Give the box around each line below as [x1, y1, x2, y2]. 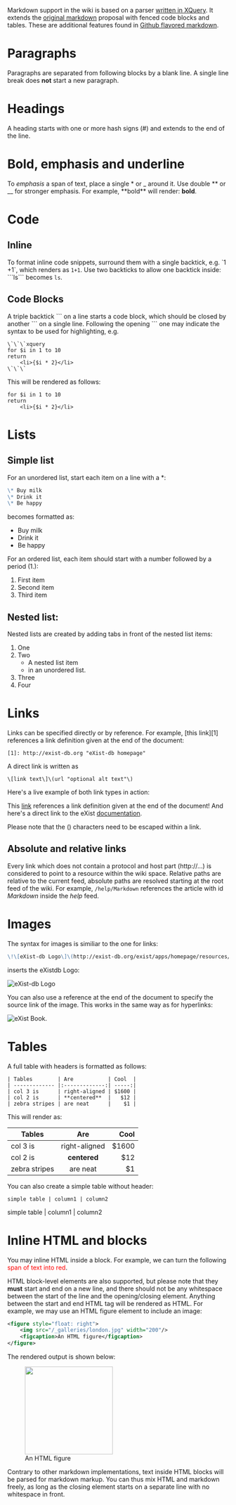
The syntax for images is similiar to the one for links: [7, 939, 159, 948]
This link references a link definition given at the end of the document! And [7, 801, 223, 810]
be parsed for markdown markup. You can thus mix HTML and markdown [7, 1475, 220, 1483]
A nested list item [27, 659, 79, 667]
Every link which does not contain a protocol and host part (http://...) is [7, 861, 212, 870]
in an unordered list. [27, 666, 86, 674]
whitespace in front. [7, 1490, 65, 1498]
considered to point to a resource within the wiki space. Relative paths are [7, 869, 221, 877]
